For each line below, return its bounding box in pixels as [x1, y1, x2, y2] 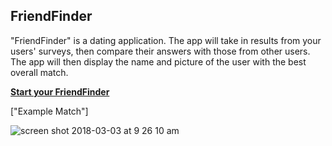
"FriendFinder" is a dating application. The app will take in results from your [10, 34, 322, 46]
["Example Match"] [10, 105, 89, 117]
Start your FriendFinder [10, 85, 110, 98]
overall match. [10, 66, 69, 78]
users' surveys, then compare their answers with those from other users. [10, 45, 311, 57]
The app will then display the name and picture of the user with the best [10, 55, 307, 68]
